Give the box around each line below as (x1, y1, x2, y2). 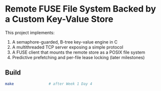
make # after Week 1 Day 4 (5, 81, 92, 86)
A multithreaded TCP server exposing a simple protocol (12, 44, 124, 50)
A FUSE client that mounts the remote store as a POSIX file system (12, 49, 145, 55)
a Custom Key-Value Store (5, 14, 113, 25)
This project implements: (5, 30, 55, 35)
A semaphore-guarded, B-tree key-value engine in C (12, 39, 118, 45)
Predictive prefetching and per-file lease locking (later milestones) (12, 54, 145, 60)
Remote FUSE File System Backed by (5, 3, 157, 15)
